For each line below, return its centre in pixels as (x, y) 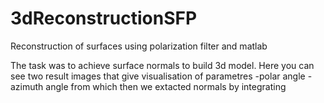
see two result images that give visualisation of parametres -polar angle (158, 76)
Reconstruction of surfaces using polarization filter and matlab (139, 46)
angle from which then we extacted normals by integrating (166, 86)
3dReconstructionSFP (104, 18)
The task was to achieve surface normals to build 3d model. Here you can (162, 65)
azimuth (27, 86)
